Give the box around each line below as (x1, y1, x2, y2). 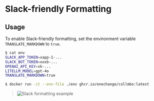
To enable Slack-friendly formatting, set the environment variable (5, 36, 136, 41)
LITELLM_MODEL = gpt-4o (5, 68, 49, 74)
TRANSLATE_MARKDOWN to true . (5, 41, 61, 47)
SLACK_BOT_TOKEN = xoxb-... (5, 60, 58, 64)
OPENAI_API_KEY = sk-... (5, 64, 51, 69)
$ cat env (5, 50, 25, 55)
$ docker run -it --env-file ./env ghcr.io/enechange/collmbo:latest (5, 82, 150, 87)
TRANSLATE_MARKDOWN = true (5, 73, 56, 78)
